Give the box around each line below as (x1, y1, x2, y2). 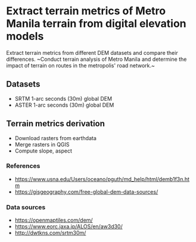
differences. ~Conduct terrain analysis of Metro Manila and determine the (6, 55, 187, 63)
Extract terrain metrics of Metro (6, 4, 166, 18)
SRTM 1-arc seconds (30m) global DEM (14, 95, 112, 102)
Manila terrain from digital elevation (6, 17, 186, 30)
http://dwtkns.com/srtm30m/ (14, 229, 86, 237)
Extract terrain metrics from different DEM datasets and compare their (6, 49, 178, 56)
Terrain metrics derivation (6, 119, 105, 129)
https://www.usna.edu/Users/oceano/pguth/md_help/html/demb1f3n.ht (14, 175, 189, 182)
